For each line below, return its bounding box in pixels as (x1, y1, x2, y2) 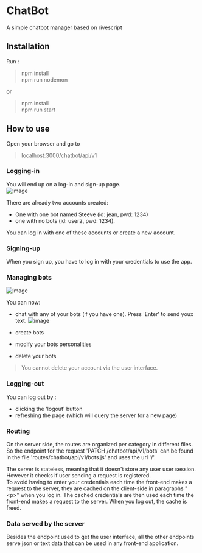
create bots (15, 329, 44, 336)
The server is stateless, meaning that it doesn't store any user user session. (6, 465, 197, 473)
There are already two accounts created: (6, 199, 108, 206)
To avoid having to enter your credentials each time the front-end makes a (6, 479, 193, 486)
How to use (6, 124, 50, 134)
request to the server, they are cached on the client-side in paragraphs (6, 485, 184, 492)
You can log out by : (6, 393, 57, 401)
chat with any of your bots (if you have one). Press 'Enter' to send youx (15, 311, 193, 318)
